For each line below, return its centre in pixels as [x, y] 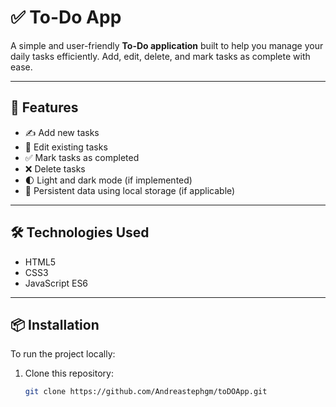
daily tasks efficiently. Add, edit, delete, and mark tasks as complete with [160, 56]
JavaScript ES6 [56, 283]
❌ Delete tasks [55, 168]
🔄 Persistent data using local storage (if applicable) [130, 190]
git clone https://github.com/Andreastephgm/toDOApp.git [146, 392]
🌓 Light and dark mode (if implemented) [108, 180]
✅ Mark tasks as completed [82, 157]
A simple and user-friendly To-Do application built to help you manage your [167, 45]
